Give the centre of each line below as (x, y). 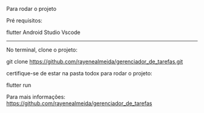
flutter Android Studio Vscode (43, 32)
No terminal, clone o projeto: (42, 50)
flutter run (19, 85)
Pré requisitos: (24, 20)
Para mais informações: (36, 97)
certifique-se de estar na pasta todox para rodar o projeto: (80, 73)
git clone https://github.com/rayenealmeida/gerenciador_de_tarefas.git (95, 61)
